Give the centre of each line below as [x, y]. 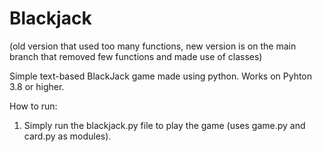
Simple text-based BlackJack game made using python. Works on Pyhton [161, 76]
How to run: [33, 106]
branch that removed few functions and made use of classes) [136, 56]
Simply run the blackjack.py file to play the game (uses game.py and [164, 125]
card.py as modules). [67, 136]
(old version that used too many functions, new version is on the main [153, 46]
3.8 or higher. [37, 86]
